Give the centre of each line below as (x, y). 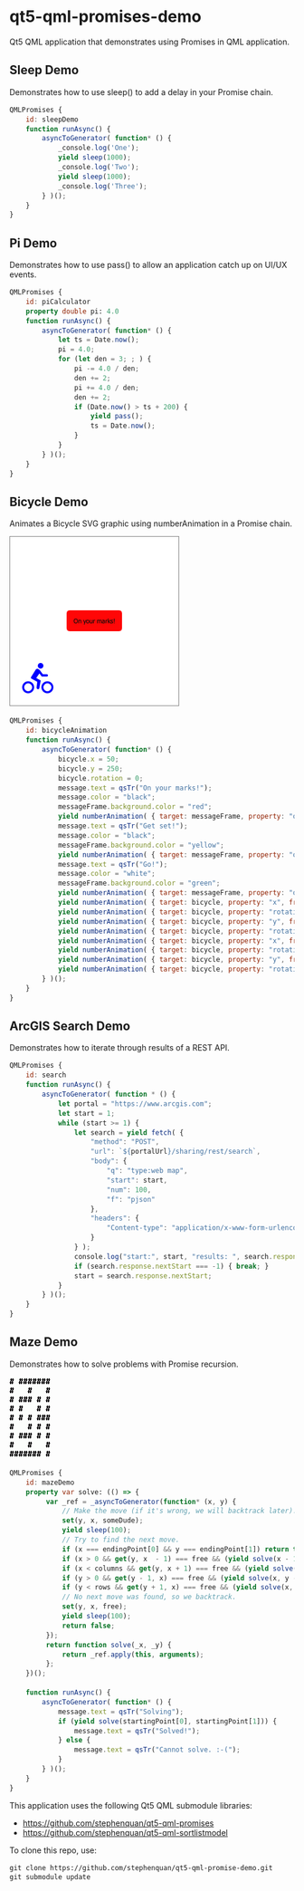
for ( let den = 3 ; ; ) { (104, 360)
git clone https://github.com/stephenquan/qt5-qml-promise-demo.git (141, 1867)
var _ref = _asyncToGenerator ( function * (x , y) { (141, 1502)
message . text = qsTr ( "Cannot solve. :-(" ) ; (157, 1750)
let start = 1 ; (86, 1113)
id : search (46, 1075)
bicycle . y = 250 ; (90, 768)
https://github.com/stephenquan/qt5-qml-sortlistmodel (125, 1832)
